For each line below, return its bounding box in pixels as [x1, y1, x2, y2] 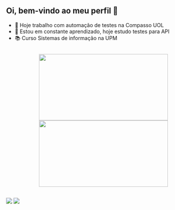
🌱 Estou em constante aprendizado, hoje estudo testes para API [14, 28, 170, 35]
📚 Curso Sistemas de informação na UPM [14, 34, 118, 41]
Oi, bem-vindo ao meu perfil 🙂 [6, 6, 118, 16]
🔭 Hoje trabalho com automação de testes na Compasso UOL [14, 21, 164, 28]
